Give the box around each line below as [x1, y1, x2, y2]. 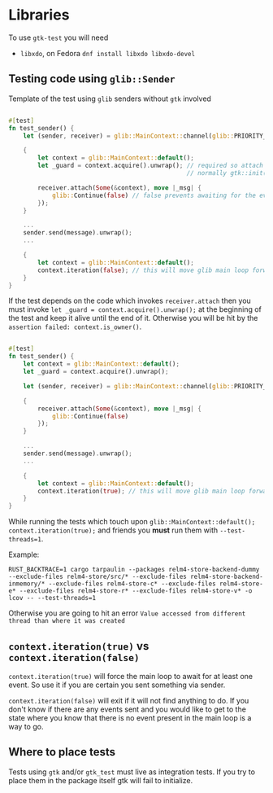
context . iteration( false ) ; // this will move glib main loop [37, 266, 249, 274]
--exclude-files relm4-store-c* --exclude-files [48, 580, 217, 588]
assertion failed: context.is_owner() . [8, 322, 142, 331]
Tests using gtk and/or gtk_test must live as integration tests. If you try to [8, 767, 256, 777]
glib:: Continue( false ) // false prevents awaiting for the [51, 191, 256, 199]
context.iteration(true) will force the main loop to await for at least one [8, 671, 253, 681]
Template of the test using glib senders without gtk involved [8, 94, 211, 103]
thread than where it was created [8, 617, 126, 625]
